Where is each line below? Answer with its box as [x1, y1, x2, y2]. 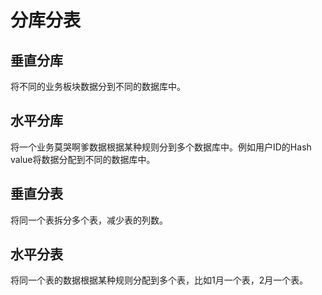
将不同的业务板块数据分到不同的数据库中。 [10, 81, 186, 92]
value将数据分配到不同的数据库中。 [10, 153, 156, 165]
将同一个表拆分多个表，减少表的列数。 [10, 214, 168, 226]
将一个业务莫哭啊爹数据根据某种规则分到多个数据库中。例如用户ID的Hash [10, 141, 312, 153]
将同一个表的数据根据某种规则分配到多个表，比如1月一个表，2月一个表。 [10, 274, 309, 286]
